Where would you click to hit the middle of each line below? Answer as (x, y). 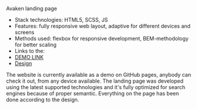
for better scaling (36, 45)
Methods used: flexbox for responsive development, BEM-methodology (101, 38)
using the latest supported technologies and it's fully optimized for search (96, 87)
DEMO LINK (29, 57)
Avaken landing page (32, 8)
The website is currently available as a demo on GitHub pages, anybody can (99, 75)
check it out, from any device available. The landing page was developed (95, 81)
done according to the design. (43, 100)
